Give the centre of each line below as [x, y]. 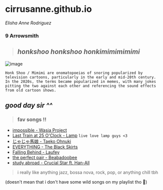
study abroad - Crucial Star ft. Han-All [51, 163]
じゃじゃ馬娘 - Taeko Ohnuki [42, 141]
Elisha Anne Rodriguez [28, 23]
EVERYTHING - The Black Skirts [45, 147]
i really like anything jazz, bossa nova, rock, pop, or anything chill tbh [88, 173]
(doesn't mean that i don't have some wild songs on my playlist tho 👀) [76, 182]
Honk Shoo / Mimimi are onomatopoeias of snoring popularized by [74, 73]
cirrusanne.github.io [49, 9]
